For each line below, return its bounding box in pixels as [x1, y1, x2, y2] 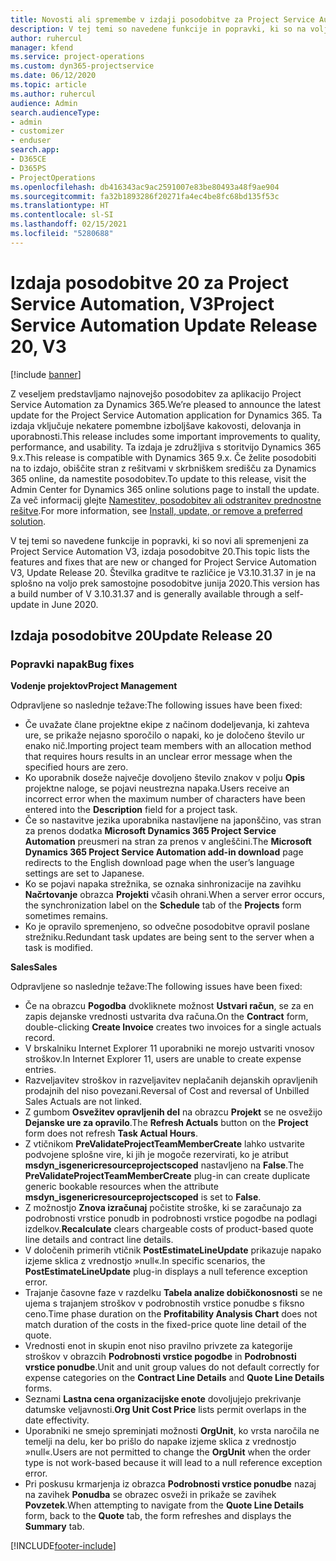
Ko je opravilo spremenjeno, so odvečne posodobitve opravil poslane [24, 921, 311, 933]
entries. [24, 1064, 57, 1076]
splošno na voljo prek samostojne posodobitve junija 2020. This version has [10, 577, 320, 589]
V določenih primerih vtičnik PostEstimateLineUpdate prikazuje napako [24, 1244, 322, 1256]
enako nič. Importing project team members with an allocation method [24, 740, 312, 752]
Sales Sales [10, 961, 58, 973]
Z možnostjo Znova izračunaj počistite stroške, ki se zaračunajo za [24, 1202, 302, 1214]
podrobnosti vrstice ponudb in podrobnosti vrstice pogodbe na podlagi [24, 1212, 318, 1225]
